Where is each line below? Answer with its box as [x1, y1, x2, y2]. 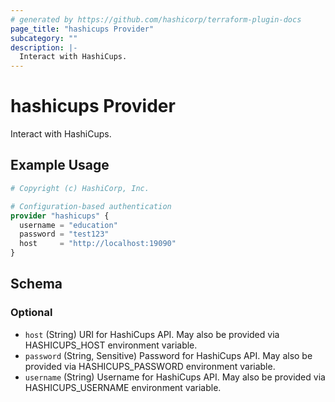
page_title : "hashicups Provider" [10, 24, 155, 34]
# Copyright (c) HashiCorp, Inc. [10, 183, 150, 193]
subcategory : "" [10, 33, 78, 43]
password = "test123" [19, 229, 110, 240]
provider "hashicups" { [10, 211, 110, 221]
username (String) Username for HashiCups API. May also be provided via [24, 371, 326, 383]
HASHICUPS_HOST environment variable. [24, 339, 198, 351]
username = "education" [19, 220, 118, 230]
